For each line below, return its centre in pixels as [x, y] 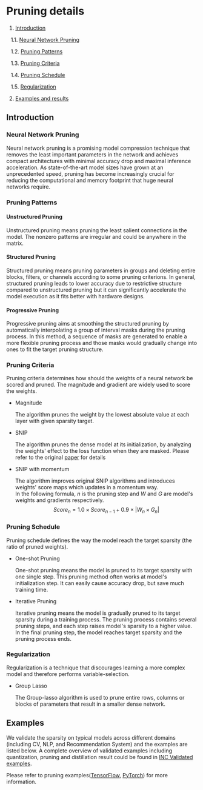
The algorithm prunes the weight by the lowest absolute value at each [102, 415]
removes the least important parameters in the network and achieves [92, 154]
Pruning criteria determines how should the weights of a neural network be [100, 378]
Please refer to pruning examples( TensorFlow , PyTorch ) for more [87, 775]
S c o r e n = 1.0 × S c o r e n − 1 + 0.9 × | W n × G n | [106, 510]
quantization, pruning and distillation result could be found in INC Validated [100, 757]
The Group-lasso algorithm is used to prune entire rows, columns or [100, 697]
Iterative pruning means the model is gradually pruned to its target [98, 613]
